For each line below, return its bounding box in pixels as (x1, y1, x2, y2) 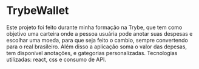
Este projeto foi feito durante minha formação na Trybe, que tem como (6, 24, 183, 31)
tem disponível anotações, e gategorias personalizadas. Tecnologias (6, 49, 178, 56)
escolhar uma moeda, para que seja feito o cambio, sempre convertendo (6, 36, 188, 44)
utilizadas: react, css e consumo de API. (6, 56, 106, 63)
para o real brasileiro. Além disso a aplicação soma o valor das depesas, (6, 43, 187, 50)
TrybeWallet (6, 4, 69, 18)
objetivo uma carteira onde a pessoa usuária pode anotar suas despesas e (6, 30, 193, 37)
